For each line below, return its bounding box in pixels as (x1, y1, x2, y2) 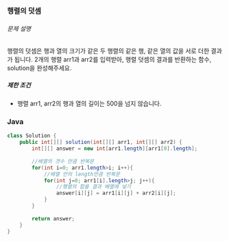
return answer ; (32, 215, 75, 222)
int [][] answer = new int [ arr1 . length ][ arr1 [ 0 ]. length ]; (32, 145, 198, 152)
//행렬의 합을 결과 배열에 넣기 (56, 183, 132, 190)
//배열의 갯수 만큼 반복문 (32, 157, 95, 165)
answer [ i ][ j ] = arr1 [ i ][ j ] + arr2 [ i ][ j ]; (56, 190, 176, 196)
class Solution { (7, 132, 57, 140)
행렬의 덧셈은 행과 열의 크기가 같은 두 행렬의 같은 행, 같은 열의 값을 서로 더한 (7, 47, 210, 55)
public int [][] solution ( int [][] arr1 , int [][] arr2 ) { (19, 139, 183, 146)
